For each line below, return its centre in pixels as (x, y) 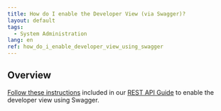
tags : (15, 27)
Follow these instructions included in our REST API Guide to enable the (111, 92)
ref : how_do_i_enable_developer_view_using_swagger (85, 47)
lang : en (20, 40)
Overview (29, 75)
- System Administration (50, 34)
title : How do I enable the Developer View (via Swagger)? (97, 14)
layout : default (31, 21)
